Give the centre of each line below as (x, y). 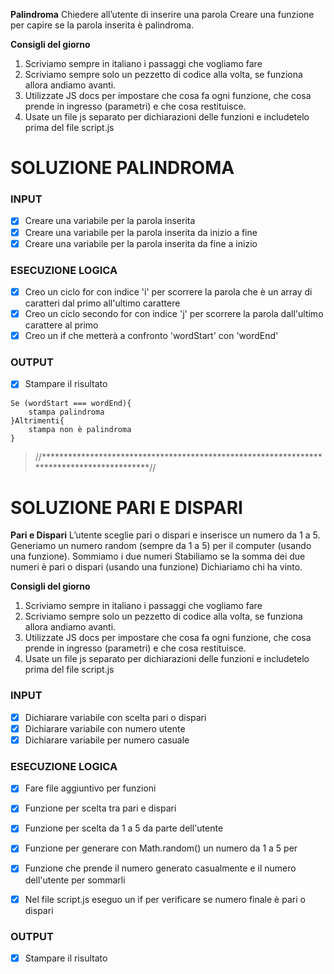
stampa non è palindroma (80, 429)
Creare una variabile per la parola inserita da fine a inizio (141, 243)
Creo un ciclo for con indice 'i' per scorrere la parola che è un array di (168, 291)
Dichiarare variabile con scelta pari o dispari (115, 717)
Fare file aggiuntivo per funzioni (90, 788)
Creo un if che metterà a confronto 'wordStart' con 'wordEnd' (151, 336)
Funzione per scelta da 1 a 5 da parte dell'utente (124, 828)
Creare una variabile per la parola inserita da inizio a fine (141, 232)
